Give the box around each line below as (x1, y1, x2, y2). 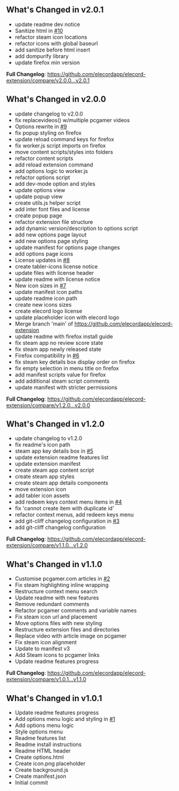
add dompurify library (14, 52, 69, 59)
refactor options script (14, 174, 71, 181)
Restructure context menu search (14, 588, 98, 595)
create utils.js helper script (14, 199, 81, 206)
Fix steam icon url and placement (14, 613, 98, 620)
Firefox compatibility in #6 (14, 351, 80, 359)
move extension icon (14, 486, 66, 493)
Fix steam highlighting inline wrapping (14, 581, 109, 589)
